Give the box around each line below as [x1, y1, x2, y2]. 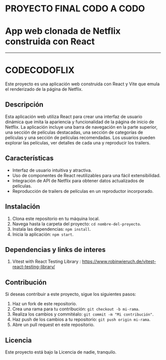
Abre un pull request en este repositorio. [12, 322, 95, 328]
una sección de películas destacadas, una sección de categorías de [5, 129, 143, 135]
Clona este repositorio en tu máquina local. [12, 216, 100, 221]
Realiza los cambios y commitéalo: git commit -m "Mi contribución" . [12, 311, 154, 317]
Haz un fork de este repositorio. [12, 301, 78, 307]
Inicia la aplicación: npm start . [12, 231, 74, 237]
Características [5, 154, 54, 163]
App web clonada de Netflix [5, 26, 121, 37]
